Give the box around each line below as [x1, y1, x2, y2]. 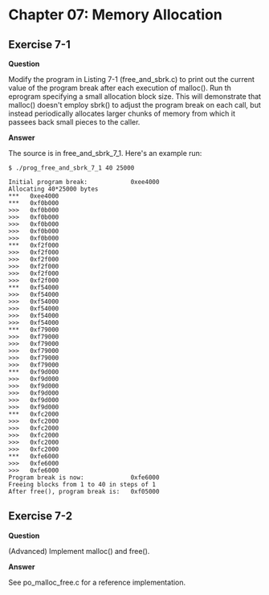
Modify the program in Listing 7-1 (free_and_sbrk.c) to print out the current [8, 75, 255, 84]
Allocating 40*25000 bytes [8, 185, 99, 193]
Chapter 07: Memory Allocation [8, 6, 222, 24]
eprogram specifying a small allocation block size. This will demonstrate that [8, 92, 262, 101]
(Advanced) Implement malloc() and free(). [8, 546, 150, 556]
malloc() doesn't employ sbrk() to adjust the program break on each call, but [8, 101, 261, 109]
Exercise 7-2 [8, 509, 73, 523]
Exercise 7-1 [8, 38, 71, 51]
